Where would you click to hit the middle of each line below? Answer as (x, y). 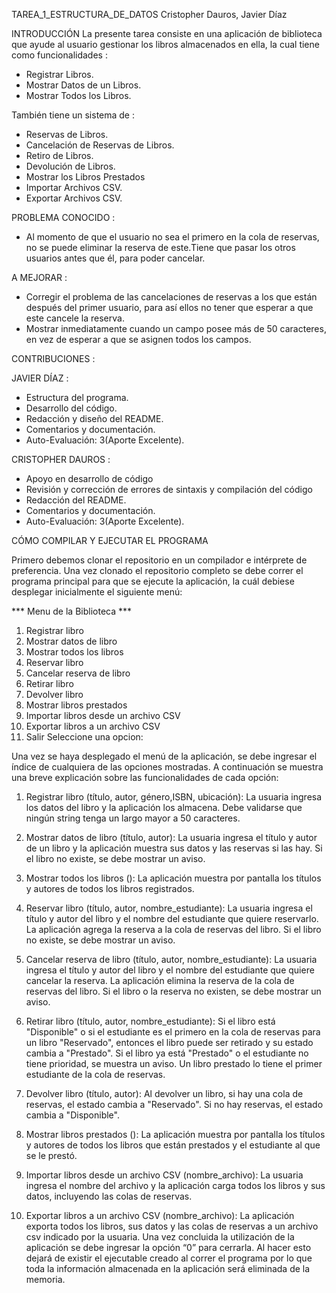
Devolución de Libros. (70, 166)
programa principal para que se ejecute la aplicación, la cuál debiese (153, 581)
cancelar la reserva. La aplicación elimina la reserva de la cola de (160, 980)
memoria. (45, 1279)
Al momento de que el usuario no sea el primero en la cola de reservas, (172, 237)
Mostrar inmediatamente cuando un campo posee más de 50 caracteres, (176, 328)
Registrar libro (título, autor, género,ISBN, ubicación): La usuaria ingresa (174, 797)
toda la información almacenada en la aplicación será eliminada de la (168, 1268)
